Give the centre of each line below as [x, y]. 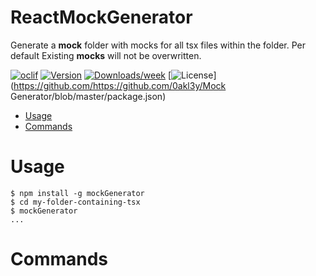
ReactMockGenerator [101, 17]
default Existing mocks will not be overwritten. [106, 55]
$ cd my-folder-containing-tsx [75, 202]
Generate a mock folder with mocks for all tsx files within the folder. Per [158, 45]
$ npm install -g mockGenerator [77, 193]
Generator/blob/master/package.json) [88, 96]
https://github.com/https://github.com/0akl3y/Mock [120, 85]
